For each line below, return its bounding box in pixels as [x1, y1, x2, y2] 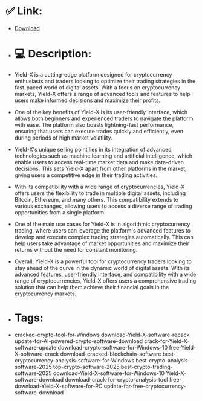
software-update [14, 344, 57, 351]
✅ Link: [5, 4, 43, 18]
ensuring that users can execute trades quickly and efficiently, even [14, 127, 184, 135]
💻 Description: [14, 47, 92, 61]
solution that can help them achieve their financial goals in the [14, 283, 169, 290]
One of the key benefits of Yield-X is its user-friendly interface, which [14, 108, 188, 115]
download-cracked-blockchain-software [60, 350, 161, 358]
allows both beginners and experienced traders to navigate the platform [14, 115, 194, 122]
